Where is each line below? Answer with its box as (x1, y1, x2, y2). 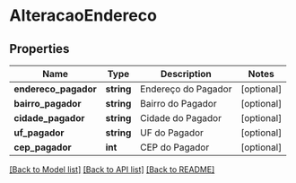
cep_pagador (13, 141, 72, 153)
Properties (9, 41, 70, 57)
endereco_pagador (13, 83, 97, 95)
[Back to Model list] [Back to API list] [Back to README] (9, 164, 215, 175)
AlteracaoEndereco (9, 5, 157, 26)
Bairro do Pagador (140, 98, 217, 109)
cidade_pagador (13, 112, 85, 124)
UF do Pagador (140, 126, 205, 139)
